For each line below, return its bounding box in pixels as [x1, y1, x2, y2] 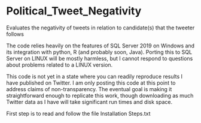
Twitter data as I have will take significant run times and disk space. [6, 98, 172, 106]
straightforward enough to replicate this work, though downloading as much [6, 92, 194, 99]
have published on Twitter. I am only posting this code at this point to [6, 79, 176, 86]
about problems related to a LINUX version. [6, 61, 113, 68]
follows [6, 30, 24, 37]
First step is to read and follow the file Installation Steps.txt [6, 110, 151, 117]
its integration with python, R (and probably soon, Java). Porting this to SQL [6, 48, 193, 55]
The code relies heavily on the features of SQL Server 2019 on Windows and [6, 42, 195, 49]
